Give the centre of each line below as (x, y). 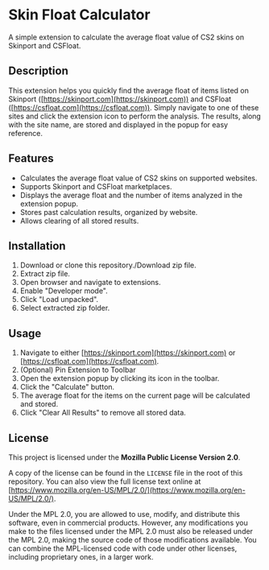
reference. (25, 133)
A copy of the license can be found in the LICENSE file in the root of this (126, 473)
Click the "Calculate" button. (67, 387)
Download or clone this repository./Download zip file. (108, 265)
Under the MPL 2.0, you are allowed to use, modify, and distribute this (124, 514)
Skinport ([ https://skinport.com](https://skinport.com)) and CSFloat (120, 99)
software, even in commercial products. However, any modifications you (128, 522)
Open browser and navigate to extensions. (90, 283)
